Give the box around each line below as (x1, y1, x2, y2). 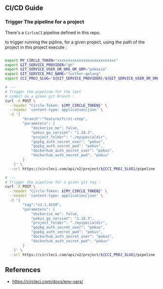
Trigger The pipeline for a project (5, 19, 84, 25)
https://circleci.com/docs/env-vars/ (12, 279, 83, 285)
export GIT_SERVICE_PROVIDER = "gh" (5, 62, 75, 67)
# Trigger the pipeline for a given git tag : (5, 180, 101, 185)
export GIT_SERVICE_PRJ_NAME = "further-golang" (5, 72, 101, 77)
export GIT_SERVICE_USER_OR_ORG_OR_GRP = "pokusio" (5, 67, 108, 72)
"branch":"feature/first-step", (22, 116, 88, 121)
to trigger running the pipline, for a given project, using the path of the (5, 39, 145, 45)
